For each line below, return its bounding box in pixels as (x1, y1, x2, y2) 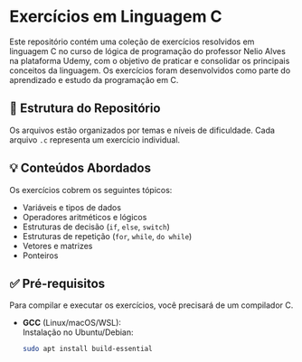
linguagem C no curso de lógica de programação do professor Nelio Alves (9, 45, 287, 56)
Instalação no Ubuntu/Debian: (22, 327, 134, 338)
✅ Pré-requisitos (9, 275, 106, 291)
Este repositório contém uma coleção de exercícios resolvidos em (9, 36, 255, 47)
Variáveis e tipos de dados (22, 201, 122, 213)
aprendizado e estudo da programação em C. (9, 74, 179, 85)
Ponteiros (22, 250, 59, 261)
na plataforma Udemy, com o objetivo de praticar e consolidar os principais (9, 55, 290, 66)
